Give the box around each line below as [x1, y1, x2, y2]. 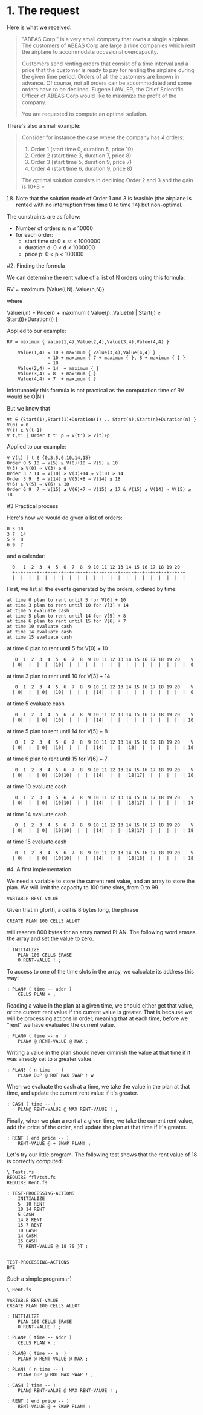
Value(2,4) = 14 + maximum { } [18, 365, 99, 371]
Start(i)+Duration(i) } [7, 315, 58, 323]
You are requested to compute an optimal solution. [21, 110, 147, 117]
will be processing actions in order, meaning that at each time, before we [7, 1015, 188, 1022]
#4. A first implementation [7, 865, 72, 872]
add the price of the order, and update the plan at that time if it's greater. [7, 1123, 187, 1130]
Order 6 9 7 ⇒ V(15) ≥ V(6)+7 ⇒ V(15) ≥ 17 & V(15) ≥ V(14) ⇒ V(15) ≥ [7, 486, 191, 492]
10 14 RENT [18, 1206, 45, 1212]
